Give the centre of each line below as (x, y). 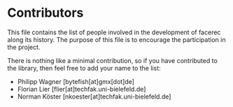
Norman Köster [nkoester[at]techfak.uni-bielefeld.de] (94, 97)
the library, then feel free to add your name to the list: (84, 68)
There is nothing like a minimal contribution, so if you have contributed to (113, 60)
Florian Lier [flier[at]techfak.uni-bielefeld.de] (82, 89)
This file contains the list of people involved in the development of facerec (114, 32)
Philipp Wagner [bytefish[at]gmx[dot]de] (76, 81)
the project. (24, 47)
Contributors (45, 13)
